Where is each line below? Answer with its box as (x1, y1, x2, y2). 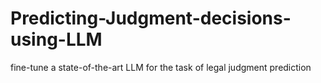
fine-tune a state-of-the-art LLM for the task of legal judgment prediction (10, 61, 312, 73)
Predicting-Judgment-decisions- (10, 7, 292, 30)
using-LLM (10, 28, 103, 51)
